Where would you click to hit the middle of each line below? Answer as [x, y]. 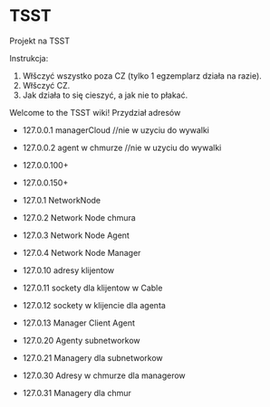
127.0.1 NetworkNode [62, 200]
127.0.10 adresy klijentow [68, 270]
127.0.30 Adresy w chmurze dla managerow [104, 375]
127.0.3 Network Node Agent [76, 235]
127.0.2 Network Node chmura [79, 217]
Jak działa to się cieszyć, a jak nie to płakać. [105, 95]
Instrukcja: [29, 58]
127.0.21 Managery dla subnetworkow [92, 357]
